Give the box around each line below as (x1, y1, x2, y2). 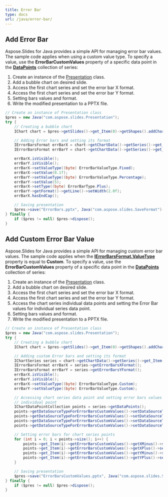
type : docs (5, 12, 28, 17)
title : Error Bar (5, 7, 41, 12)
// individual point (14, 399, 57, 405)
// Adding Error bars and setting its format (14, 138, 111, 143)
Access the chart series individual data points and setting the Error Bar (12, 300, 158, 306)
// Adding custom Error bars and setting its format (14, 353, 126, 358)
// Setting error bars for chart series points (14, 432, 115, 437)
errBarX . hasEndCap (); (14, 193, 59, 198)
